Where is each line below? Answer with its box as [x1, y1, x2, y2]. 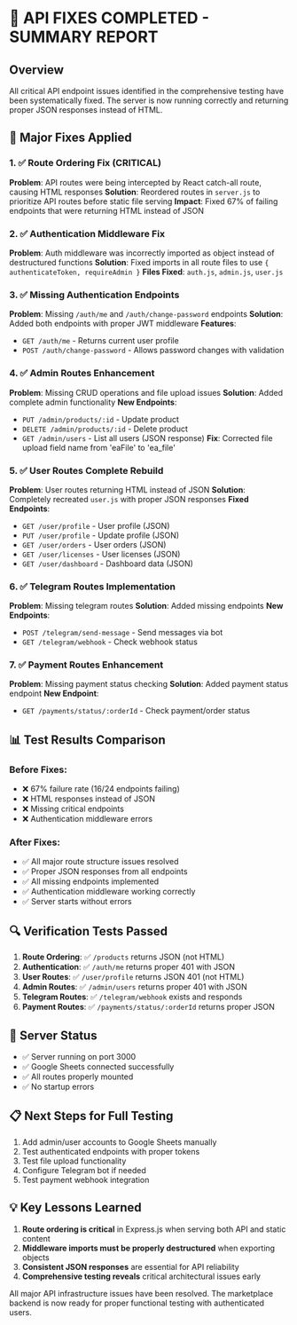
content [21, 1233, 51, 1243]
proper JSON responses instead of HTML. [9, 105, 163, 114]
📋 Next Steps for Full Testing [9, 1108, 174, 1124]
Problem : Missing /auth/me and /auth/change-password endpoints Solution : [9, 309, 284, 319]
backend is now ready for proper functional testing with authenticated [9, 1297, 264, 1308]
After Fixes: [9, 836, 60, 848]
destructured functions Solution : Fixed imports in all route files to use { [9, 256, 270, 267]
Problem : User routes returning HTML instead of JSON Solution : [9, 484, 246, 495]
